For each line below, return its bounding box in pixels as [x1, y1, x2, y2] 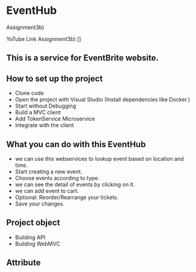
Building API [14, 233, 46, 241]
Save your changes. [14, 200, 65, 207]
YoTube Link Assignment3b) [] [6, 35, 81, 42]
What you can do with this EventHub [6, 139, 146, 149]
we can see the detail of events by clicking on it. [14, 181, 135, 188]
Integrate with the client [14, 121, 74, 129]
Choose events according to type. [14, 174, 100, 181]
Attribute [6, 257, 41, 268]
